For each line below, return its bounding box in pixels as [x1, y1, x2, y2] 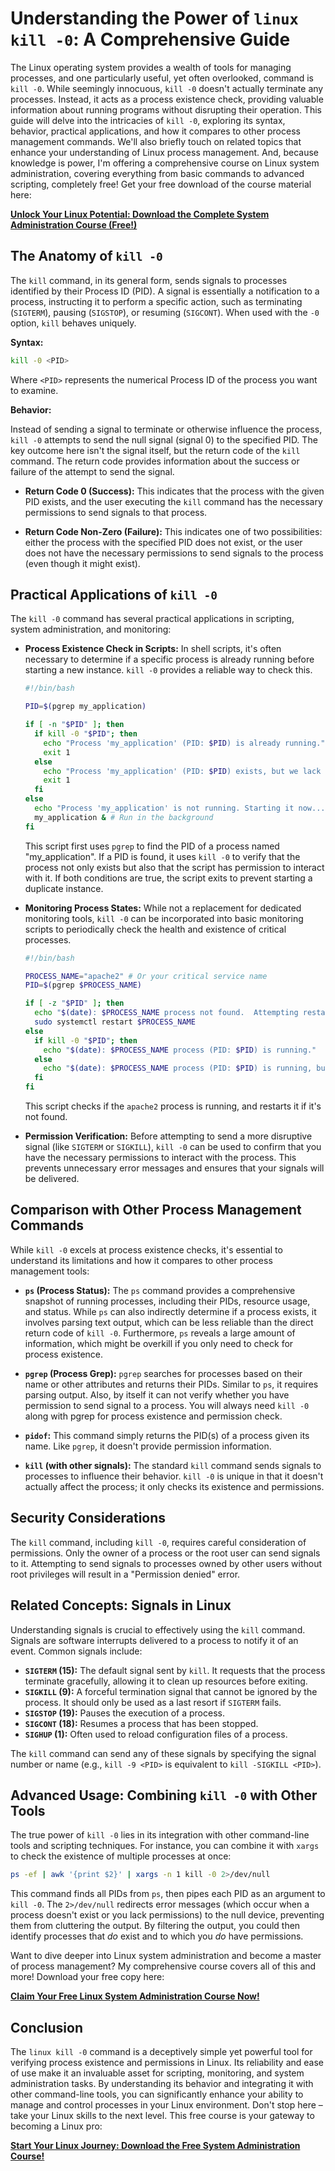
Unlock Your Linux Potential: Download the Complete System [10, 208, 270, 220]
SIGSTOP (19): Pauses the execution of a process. [24, 1707, 225, 1719]
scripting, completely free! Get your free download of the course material [10, 178, 312, 190]
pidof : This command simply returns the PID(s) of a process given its [24, 1429, 310, 1441]
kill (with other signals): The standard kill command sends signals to [24, 1459, 322, 1471]
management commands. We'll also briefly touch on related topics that [10, 135, 302, 147]
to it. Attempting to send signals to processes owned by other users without [10, 1557, 323, 1569]
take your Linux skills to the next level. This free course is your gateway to [10, 2110, 315, 2121]
